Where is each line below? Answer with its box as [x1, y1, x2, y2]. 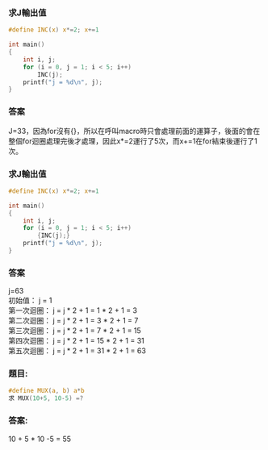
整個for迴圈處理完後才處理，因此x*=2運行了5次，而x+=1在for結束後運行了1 [8, 135, 258, 146]
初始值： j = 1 [8, 296, 52, 306]
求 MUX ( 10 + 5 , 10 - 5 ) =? [8, 394, 84, 402]
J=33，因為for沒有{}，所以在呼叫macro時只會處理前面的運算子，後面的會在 [8, 126, 261, 135]
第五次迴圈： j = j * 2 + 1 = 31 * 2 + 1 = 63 [8, 346, 147, 356]
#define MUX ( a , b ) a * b [8, 387, 85, 395]
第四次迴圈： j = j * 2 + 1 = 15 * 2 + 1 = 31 [8, 336, 145, 346]
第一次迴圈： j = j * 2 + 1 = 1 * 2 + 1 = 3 [8, 306, 138, 315]
